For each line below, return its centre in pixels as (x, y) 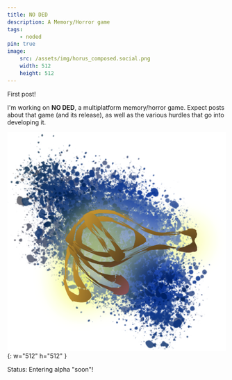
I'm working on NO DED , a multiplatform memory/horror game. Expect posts (116, 107)
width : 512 (35, 66)
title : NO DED (28, 15)
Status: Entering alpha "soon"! (50, 369)
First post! (22, 94)
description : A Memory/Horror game (59, 22)
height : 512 (37, 73)
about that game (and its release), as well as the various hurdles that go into (116, 115)
